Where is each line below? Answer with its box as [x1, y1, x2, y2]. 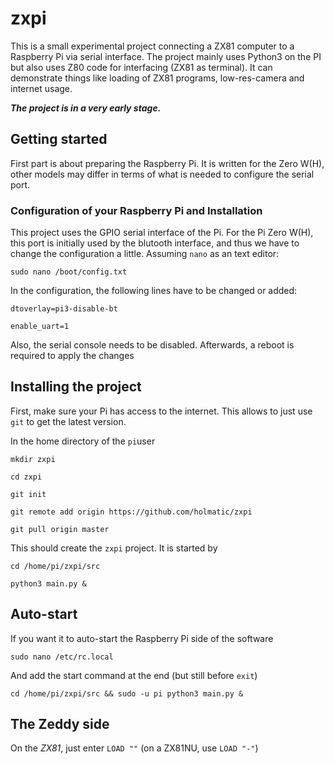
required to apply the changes [10, 350, 135, 362]
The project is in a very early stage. [10, 102, 162, 114]
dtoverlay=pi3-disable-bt [10, 304, 118, 314]
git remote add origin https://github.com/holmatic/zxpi [10, 507, 253, 517]
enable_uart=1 [10, 322, 70, 332]
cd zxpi [10, 472, 43, 482]
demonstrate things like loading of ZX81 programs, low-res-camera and [10, 72, 305, 84]
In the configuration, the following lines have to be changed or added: [10, 285, 298, 297]
